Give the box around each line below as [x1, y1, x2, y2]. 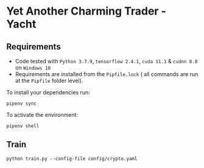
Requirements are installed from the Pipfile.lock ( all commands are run [15, 71, 199, 77]
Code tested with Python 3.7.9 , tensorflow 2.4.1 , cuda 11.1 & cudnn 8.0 [15, 58, 198, 65]
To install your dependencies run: [6, 89, 90, 96]
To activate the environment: [6, 111, 78, 118]
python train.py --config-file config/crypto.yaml [6, 155, 138, 162]
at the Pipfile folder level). [15, 77, 83, 84]
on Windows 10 [15, 64, 51, 71]
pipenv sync [6, 100, 37, 107]
